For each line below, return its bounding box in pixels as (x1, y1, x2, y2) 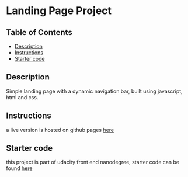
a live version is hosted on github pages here (6, 126, 114, 133)
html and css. (6, 93, 39, 100)
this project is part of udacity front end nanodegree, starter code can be (6, 159, 180, 166)
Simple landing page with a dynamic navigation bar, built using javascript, (6, 88, 183, 95)
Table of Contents (6, 27, 73, 37)
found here (6, 165, 33, 172)
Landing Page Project (6, 4, 112, 18)
